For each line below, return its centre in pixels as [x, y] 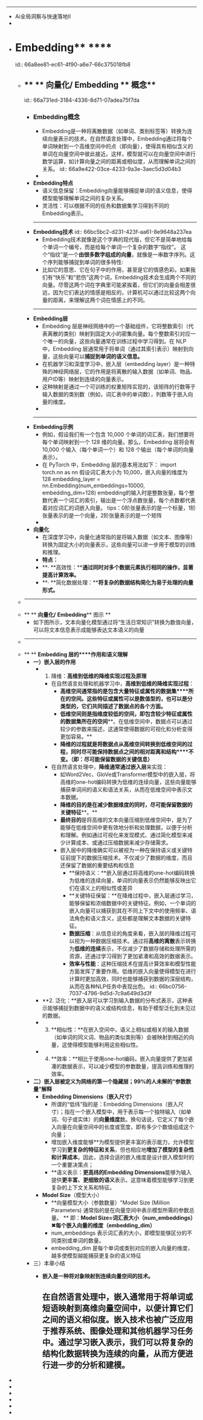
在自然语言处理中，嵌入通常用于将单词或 [118, 1297]
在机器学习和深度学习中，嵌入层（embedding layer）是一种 [116, 364]
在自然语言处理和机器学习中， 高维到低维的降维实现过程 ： [123, 684]
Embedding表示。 [64, 213]
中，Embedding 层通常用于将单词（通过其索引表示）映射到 [115, 349]
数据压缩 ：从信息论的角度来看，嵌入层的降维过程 [130, 934]
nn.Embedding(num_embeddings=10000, [93, 486]
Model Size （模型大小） [72, 1195]
